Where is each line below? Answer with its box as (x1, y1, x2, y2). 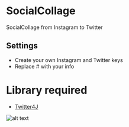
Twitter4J (14, 103, 38, 110)
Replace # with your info (14, 63, 75, 70)
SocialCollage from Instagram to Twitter (6, 24, 103, 31)
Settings (6, 41, 38, 51)
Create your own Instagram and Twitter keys (14, 56, 123, 63)
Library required (6, 83, 88, 97)
